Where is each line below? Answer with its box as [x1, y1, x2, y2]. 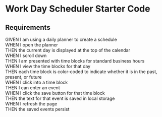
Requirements [5, 23, 50, 32]
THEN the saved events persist [5, 106, 70, 112]
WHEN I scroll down [5, 52, 47, 58]
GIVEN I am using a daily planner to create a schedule [5, 36, 117, 42]
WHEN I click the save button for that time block [5, 90, 105, 96]
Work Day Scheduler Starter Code [5, 3, 150, 15]
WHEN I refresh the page [5, 101, 58, 106]
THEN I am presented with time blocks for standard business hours [5, 58, 145, 64]
